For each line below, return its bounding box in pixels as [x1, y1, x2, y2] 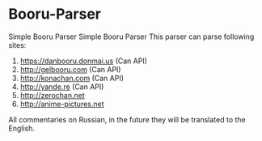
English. [8, 123, 35, 133]
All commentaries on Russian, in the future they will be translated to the [8, 114, 247, 124]
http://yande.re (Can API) [19, 82, 104, 92]
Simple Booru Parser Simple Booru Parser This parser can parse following [8, 32, 255, 41]
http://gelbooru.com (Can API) [19, 64, 121, 74]
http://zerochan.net [19, 90, 85, 100]
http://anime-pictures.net [19, 99, 104, 109]
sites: [8, 40, 27, 49]
